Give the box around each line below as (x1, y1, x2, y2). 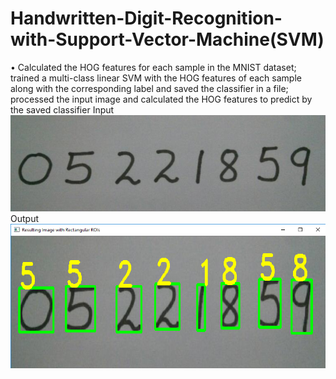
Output (10, 213, 39, 225)
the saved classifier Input (10, 103, 115, 116)
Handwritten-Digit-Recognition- (10, 7, 283, 30)
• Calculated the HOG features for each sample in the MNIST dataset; (10, 61, 297, 73)
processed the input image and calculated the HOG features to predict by (10, 93, 313, 105)
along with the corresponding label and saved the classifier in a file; (10, 82, 289, 94)
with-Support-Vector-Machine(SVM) (10, 28, 325, 51)
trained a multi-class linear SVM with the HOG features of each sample (10, 72, 302, 84)
